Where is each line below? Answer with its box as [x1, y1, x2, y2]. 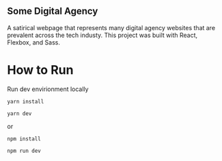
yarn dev [7, 110, 32, 117]
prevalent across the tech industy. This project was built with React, [7, 31, 198, 39]
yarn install [7, 98, 44, 105]
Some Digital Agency [7, 5, 98, 17]
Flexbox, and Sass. [7, 38, 60, 47]
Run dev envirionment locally [7, 85, 89, 93]
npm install [7, 135, 41, 143]
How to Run [7, 62, 74, 77]
